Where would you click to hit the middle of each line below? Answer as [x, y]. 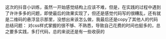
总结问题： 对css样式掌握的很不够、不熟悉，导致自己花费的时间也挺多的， [81, 25]
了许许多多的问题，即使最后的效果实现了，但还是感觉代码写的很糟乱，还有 [81, 13]
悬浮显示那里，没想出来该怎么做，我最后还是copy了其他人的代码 [92, 19]
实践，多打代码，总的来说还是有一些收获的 [61, 31]
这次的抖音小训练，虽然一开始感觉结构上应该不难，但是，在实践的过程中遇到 [83, 7]
